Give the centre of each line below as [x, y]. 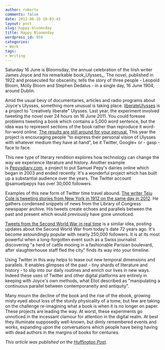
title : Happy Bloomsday [30, 33]
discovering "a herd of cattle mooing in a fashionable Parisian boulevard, [79, 245]
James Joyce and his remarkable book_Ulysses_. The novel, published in [79, 75]
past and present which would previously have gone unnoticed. [70, 214]
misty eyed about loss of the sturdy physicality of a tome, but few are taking [82, 301]
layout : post [19, 24]
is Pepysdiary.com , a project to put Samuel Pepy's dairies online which [77, 168]
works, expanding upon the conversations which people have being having [82, 327]
